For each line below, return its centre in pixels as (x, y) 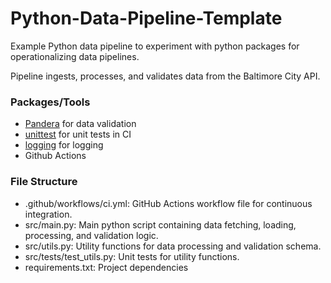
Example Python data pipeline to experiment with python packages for (155, 46)
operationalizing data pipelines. (75, 56)
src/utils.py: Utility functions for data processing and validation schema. (173, 246)
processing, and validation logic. (91, 235)
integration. (48, 214)
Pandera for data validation (80, 124)
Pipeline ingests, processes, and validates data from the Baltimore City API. (165, 76)
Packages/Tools (50, 102)
